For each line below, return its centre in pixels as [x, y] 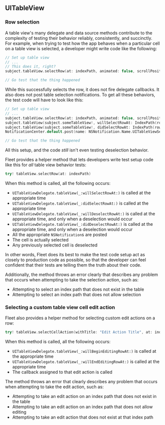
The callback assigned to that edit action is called [62, 372]
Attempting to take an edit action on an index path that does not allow [82, 407]
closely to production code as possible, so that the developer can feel [76, 260]
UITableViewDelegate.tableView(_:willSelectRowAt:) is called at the [82, 193]
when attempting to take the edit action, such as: [55, 387]
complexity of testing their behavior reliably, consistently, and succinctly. [79, 38]
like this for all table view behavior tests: [46, 165]
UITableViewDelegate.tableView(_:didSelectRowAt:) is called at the [80, 203]
